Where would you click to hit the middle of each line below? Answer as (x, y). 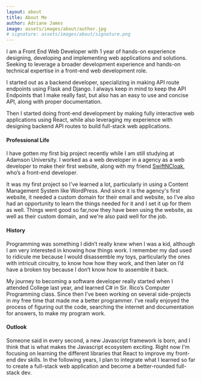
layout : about (24, 12)
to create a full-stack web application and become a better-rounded (91, 366)
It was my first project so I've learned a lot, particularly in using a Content (97, 184)
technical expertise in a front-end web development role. (77, 71)
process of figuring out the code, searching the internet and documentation (100, 307)
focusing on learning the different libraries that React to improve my (90, 353)
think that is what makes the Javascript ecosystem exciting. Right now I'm (98, 347)
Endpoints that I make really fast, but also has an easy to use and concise (97, 95)
